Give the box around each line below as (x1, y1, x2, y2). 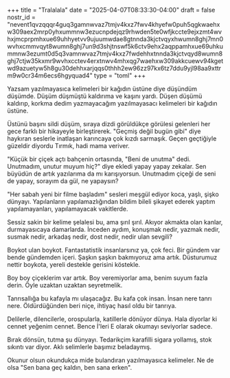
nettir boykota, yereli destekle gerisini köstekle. (7, 261, 141, 268)
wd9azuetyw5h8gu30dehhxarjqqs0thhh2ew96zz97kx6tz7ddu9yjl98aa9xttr (7, 64, 222, 72)
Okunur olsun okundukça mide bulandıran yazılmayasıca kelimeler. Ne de (7, 356, 214, 364)
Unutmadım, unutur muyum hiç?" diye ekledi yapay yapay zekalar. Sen (7, 163, 207, 170)
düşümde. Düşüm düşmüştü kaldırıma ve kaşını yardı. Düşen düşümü (7, 92, 203, 100)
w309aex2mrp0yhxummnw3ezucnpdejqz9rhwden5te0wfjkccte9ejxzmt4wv (7, 27, 222, 36)
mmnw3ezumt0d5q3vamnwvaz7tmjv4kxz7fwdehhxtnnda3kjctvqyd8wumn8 (7, 49, 223, 58)
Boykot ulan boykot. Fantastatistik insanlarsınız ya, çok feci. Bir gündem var (7, 246, 221, 254)
